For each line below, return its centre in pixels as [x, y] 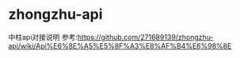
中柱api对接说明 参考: [43, 37]
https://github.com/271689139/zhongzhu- [145, 37]
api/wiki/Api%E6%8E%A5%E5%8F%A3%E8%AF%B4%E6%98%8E [120, 45]
